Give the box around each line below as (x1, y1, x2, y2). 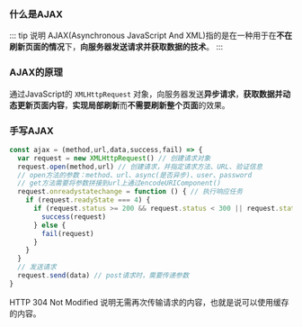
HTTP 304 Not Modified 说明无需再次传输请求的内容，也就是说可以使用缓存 (9, 296, 289, 307)
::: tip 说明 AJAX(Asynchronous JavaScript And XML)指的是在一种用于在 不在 (9, 30, 293, 41)
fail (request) (41, 229, 94, 238)
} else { (32, 221, 67, 230)
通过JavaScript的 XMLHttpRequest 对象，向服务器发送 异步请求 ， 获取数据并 (9, 88, 283, 99)
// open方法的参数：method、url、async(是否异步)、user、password (17, 170, 253, 179)
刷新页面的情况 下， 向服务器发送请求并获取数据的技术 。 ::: (9, 41, 224, 52)
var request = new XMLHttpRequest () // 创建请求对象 (17, 153, 211, 163)
